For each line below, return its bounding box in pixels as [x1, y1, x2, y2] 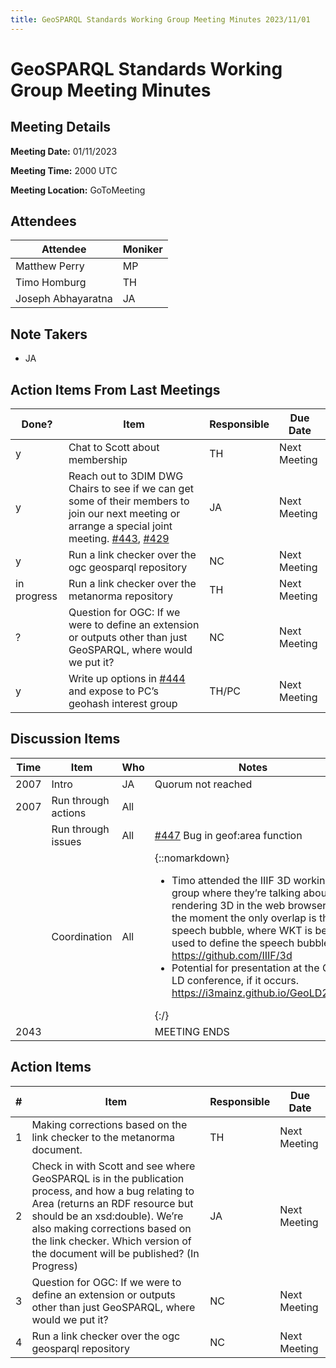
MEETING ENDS [154, 1024, 230, 1038]
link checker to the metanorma [31, 1130, 176, 1144]
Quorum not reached [154, 777, 253, 791]
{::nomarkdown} [154, 851, 230, 865]
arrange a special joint [68, 519, 173, 533]
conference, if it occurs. [186, 973, 300, 987]
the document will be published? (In [31, 1246, 200, 1260]
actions [51, 806, 87, 820]
